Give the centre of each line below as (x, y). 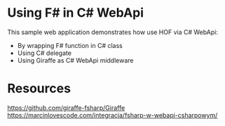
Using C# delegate (45, 53)
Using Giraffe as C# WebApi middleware (76, 60)
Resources (39, 89)
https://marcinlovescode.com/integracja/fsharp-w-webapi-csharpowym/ (112, 115)
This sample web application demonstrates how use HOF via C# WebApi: (113, 32)
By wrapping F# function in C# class (70, 45)
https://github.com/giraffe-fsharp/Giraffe (66, 108)
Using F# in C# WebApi (76, 13)
